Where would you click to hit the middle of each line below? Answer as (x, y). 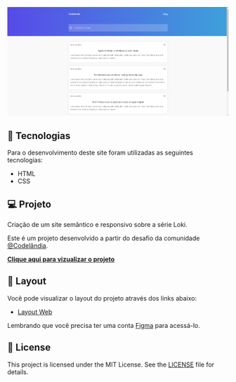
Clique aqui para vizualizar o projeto (61, 259)
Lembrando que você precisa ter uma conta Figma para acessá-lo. (104, 325)
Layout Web (35, 312)
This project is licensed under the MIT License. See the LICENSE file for (111, 364)
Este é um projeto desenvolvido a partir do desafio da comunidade (104, 238)
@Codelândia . (28, 245)
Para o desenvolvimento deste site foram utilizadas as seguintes (100, 153)
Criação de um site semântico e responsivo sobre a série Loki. (97, 224)
